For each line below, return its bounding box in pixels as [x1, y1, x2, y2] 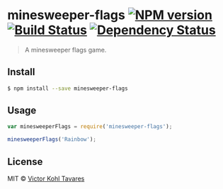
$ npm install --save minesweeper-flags [7, 85, 129, 92]
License [7, 156, 43, 168]
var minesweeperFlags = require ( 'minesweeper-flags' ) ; [7, 123, 173, 130]
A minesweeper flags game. [24, 45, 107, 54]
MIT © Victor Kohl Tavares [7, 174, 85, 183]
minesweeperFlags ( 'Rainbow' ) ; [7, 136, 97, 143]
